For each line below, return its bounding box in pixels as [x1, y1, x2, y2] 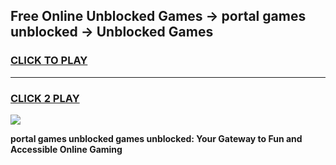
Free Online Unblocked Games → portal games [10, 8, 307, 25]
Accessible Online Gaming [10, 143, 123, 155]
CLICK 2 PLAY [10, 91, 80, 105]
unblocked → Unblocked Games [10, 24, 214, 41]
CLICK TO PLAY [10, 54, 88, 68]
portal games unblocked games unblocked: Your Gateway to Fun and [10, 132, 303, 144]
